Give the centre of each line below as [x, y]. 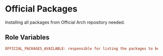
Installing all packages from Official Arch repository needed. [65, 22]
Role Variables [27, 37]
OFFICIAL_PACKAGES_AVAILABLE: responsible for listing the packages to [79, 49]
